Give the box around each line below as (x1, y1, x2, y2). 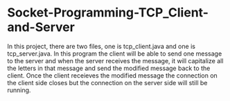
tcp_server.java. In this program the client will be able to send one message (7, 49, 222, 58)
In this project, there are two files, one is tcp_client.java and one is (7, 42, 196, 50)
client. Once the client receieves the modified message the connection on (7, 71, 218, 80)
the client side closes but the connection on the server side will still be (7, 78, 208, 87)
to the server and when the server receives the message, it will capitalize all (7, 56, 224, 65)
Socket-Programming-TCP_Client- (7, 5, 209, 21)
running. (7, 86, 31, 94)
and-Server (7, 19, 75, 35)
